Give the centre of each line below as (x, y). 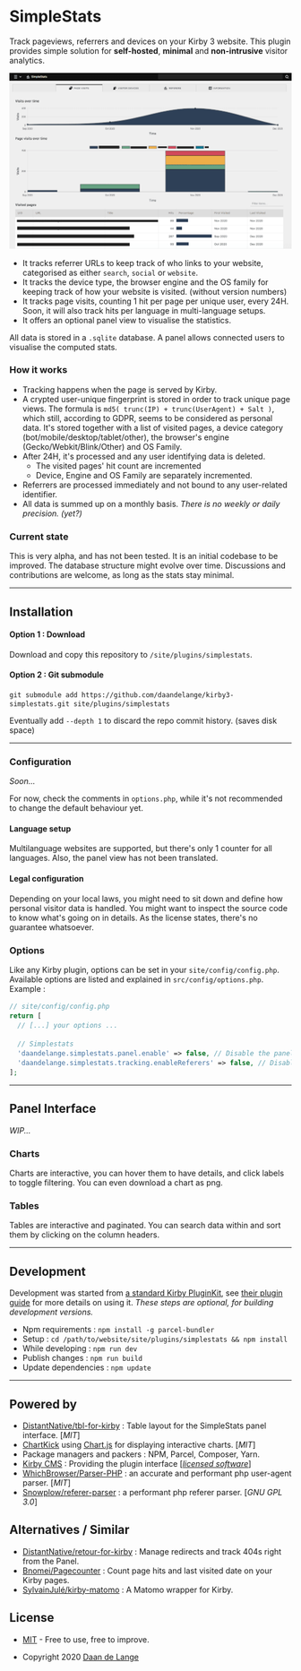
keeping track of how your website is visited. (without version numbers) (155, 291)
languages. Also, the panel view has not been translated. (114, 858)
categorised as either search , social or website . (110, 272)
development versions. (52, 1312)
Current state (39, 537)
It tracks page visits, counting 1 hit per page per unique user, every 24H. (155, 301)
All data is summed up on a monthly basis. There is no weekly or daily (151, 504)
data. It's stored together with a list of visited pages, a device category (153, 427)
